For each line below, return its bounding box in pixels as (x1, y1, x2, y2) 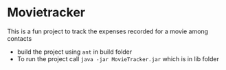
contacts (7, 34, 32, 42)
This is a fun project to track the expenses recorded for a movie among (7, 27, 208, 35)
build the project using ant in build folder (16, 48, 133, 56)
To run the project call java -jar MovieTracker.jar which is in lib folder (16, 54, 220, 63)
